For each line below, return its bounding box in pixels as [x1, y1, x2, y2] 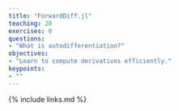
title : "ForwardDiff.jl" [8, 11, 92, 20]
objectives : [8, 49, 49, 58]
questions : [8, 34, 45, 43]
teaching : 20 [8, 19, 53, 28]
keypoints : [8, 65, 45, 73]
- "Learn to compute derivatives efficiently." [8, 58, 173, 66]
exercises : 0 [8, 27, 53, 35]
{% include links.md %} [8, 94, 87, 104]
